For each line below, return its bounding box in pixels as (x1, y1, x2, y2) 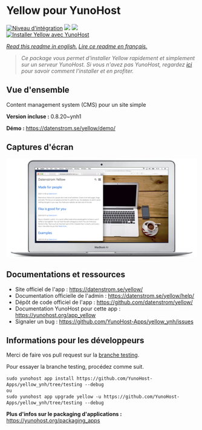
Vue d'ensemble (6, 85, 70, 95)
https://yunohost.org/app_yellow (15, 311, 96, 318)
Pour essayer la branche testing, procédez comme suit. (6, 363, 144, 371)
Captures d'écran (6, 142, 74, 152)
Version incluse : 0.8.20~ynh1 (6, 113, 82, 120)
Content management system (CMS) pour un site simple (6, 101, 146, 108)
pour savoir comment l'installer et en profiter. (21, 67, 134, 75)
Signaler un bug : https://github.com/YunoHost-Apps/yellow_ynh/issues (15, 318, 194, 325)
